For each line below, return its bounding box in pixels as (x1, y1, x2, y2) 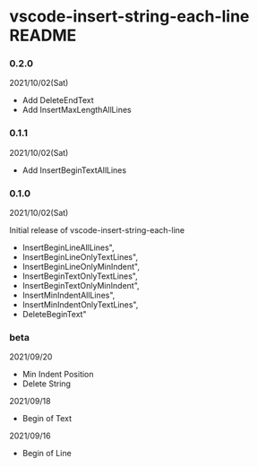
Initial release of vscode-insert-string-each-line (9, 225, 185, 236)
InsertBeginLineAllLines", (21, 242, 115, 253)
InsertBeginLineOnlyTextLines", (21, 252, 139, 263)
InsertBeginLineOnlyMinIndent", (21, 262, 141, 272)
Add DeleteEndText (21, 95, 94, 106)
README (9, 25, 77, 46)
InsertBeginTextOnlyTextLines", (21, 271, 139, 281)
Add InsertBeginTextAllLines (21, 164, 127, 176)
